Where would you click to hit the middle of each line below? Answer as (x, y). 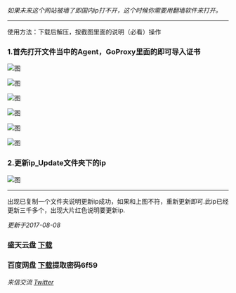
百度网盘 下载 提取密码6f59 (53, 266)
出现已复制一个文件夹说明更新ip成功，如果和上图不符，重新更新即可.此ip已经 (118, 201)
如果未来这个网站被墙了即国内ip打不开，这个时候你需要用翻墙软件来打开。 (114, 10)
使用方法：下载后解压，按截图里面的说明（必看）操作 (84, 32)
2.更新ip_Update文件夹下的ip (57, 163)
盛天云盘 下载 (30, 245)
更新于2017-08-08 (34, 225)
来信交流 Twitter (31, 282)
